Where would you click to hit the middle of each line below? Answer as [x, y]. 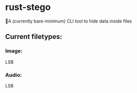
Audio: [14, 75]
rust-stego [28, 7]
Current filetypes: [34, 37]
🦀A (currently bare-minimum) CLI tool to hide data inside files [68, 21]
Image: [14, 51]
